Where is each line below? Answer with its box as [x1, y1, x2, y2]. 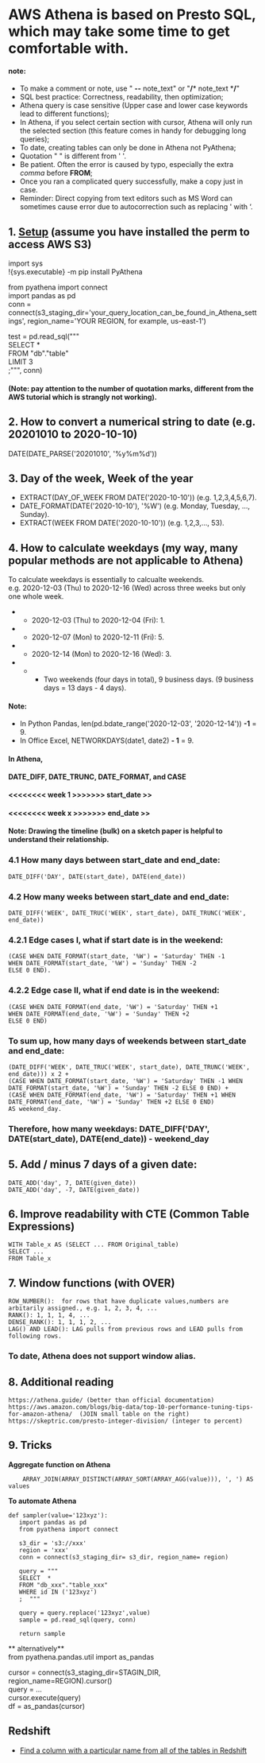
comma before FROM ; [19, 169, 93, 178]
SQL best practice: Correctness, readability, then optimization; [19, 92, 224, 102]
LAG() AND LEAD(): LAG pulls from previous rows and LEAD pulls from [8, 1326, 244, 1334]
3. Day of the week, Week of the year [8, 472, 194, 485]
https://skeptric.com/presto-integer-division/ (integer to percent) [8, 1417, 244, 1425]
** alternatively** [8, 1644, 65, 1653]
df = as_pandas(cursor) [8, 1701, 86, 1711]
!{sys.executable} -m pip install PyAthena [8, 267, 143, 277]
